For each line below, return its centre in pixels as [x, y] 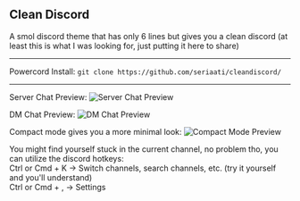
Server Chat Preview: [48, 96]
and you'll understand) [51, 177]
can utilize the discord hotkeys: [67, 158]
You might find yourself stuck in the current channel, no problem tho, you [144, 149]
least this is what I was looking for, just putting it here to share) [124, 46]
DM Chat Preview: [42, 114]
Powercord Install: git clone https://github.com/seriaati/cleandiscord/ [146, 71]
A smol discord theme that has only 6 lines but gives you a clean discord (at [149, 36]
